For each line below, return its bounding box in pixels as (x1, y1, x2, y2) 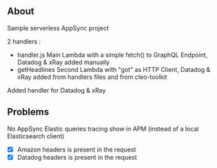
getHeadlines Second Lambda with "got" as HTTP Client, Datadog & (17, 65, 211, 73)
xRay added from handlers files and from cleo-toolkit (17, 73, 167, 81)
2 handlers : (7, 37, 41, 46)
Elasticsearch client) (7, 131, 65, 140)
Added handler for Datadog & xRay (7, 86, 106, 94)
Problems (7, 106, 50, 118)
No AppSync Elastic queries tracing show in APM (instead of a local (7, 124, 199, 133)
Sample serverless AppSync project (7, 24, 109, 32)
